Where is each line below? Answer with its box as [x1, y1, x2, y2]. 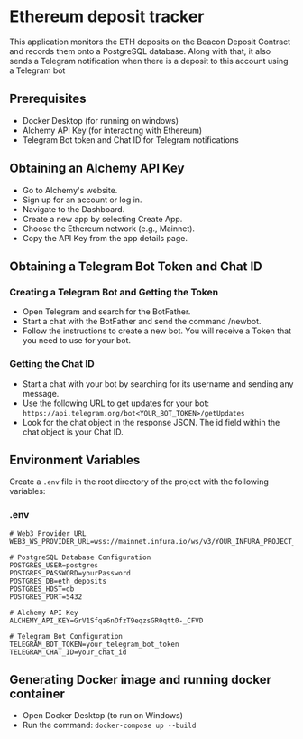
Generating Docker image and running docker [9, 672, 272, 688]
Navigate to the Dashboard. [22, 203, 125, 214]
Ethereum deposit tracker [9, 6, 205, 27]
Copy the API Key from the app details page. [22, 232, 188, 243]
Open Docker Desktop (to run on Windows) [22, 710, 183, 721]
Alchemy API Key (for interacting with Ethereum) [22, 125, 203, 136]
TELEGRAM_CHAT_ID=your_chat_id [9, 648, 127, 657]
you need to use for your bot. [22, 335, 132, 346]
